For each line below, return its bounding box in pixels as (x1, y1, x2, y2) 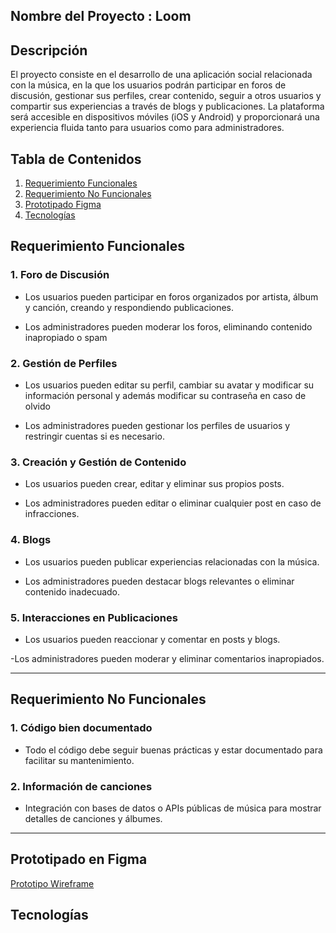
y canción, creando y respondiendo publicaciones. (24, 301, 235, 313)
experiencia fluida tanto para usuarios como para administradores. (10, 122, 285, 134)
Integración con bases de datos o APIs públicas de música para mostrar (24, 802, 322, 814)
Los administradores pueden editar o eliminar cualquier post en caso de (24, 497, 322, 509)
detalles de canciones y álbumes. (24, 812, 163, 824)
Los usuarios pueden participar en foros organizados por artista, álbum (24, 290, 319, 303)
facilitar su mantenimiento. (24, 754, 135, 766)
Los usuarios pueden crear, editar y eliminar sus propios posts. (24, 478, 285, 490)
